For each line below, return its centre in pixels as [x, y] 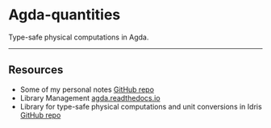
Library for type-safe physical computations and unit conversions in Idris [141, 106]
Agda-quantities [65, 15]
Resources [36, 70]
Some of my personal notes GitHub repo [87, 89]
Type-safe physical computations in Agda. [79, 37]
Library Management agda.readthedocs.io [90, 97]
